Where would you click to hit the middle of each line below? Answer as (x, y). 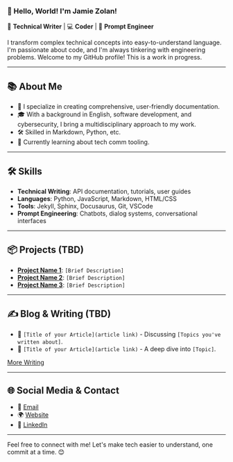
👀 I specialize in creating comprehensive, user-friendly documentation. (118, 107)
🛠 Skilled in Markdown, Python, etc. (69, 132)
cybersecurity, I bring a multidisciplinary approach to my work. (106, 125)
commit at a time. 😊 (36, 452)
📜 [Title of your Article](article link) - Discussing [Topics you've (119, 334)
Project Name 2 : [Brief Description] (71, 277)
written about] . (40, 341)
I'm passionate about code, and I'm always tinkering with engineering (106, 50)
